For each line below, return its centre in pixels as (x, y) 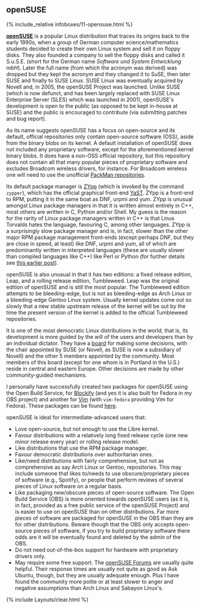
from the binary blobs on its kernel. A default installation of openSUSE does (99, 143)
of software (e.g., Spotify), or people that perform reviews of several (99, 480)
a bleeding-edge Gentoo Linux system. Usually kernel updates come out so (99, 299)
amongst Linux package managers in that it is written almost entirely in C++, (100, 205)
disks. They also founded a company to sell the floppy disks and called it (96, 55)
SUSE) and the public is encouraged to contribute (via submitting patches (97, 112)
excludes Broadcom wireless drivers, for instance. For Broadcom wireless (97, 168)
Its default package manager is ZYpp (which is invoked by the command (95, 186)
